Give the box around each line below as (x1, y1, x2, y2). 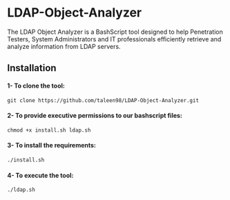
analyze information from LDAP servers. (7, 42, 121, 50)
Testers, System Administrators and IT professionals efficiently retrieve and (7, 34, 222, 43)
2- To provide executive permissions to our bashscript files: (7, 112, 183, 120)
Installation (7, 62, 57, 74)
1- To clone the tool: (7, 81, 66, 90)
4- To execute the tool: (7, 171, 74, 179)
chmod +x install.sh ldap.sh (7, 126, 91, 134)
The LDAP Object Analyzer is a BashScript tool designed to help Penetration (7, 28, 223, 36)
